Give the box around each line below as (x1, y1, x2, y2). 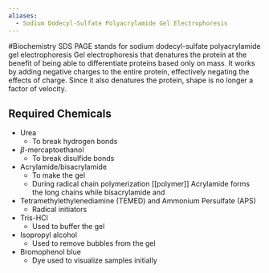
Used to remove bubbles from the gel (31, 239, 156, 248)
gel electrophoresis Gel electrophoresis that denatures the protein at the (8, 50, 247, 59)
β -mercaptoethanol (19, 145, 84, 155)
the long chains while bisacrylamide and (31, 187, 165, 197)
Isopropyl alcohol (19, 230, 78, 240)
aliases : (8, 11, 38, 20)
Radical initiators (31, 205, 88, 215)
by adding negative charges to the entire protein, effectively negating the (8, 66, 250, 76)
